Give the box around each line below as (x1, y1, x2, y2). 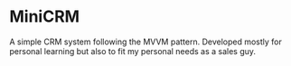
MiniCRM (9, 6, 80, 27)
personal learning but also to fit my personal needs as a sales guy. (9, 45, 256, 56)
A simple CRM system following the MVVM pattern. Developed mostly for (9, 36, 283, 47)
